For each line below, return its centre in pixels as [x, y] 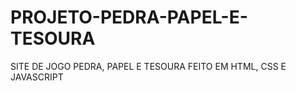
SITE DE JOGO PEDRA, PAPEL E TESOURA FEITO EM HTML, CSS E [148, 66]
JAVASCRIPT [37, 77]
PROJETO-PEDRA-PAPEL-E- [129, 17]
